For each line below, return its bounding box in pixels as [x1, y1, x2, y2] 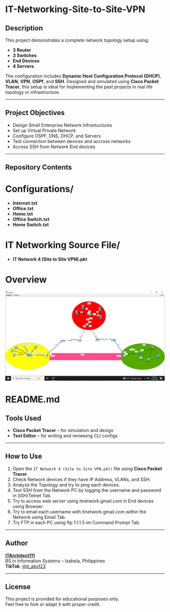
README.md [5, 394, 60, 405]
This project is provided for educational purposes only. [5, 596, 119, 602]
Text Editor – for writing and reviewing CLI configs [12, 433, 118, 439]
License [5, 583, 31, 591]
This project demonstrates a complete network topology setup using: [5, 37, 149, 43]
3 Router [12, 47, 31, 53]
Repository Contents [5, 163, 72, 172]
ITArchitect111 [5, 552, 35, 558]
